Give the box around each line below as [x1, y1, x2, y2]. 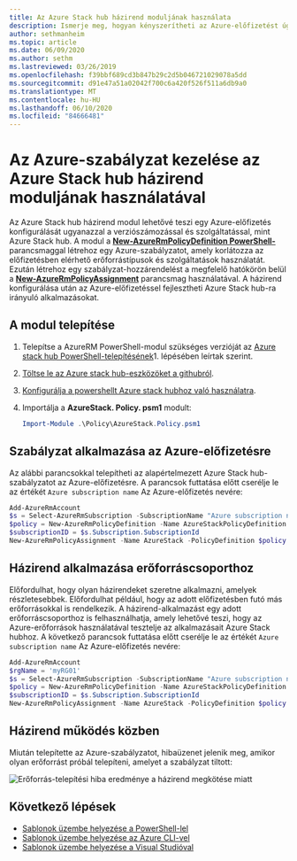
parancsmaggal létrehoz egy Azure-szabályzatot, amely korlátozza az [9, 245, 264, 256]
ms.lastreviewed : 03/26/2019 [9, 63, 117, 72]
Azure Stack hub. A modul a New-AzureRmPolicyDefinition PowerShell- [9, 236, 276, 246]
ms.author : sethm [9, 54, 73, 63]
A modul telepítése [9, 318, 116, 333]
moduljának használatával [9, 188, 206, 208]
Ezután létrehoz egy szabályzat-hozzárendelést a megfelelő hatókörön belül [9, 264, 287, 275]
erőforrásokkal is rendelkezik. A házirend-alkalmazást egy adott [9, 603, 241, 614]
